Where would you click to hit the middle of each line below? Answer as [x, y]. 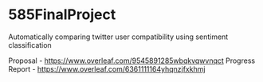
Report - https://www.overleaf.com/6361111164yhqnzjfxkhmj [107, 68]
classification [30, 45]
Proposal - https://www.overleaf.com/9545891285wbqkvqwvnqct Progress [132, 61]
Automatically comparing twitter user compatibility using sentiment [118, 37]
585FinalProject [62, 15]
